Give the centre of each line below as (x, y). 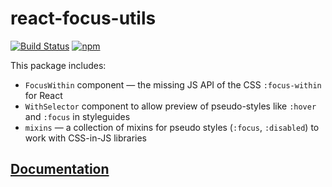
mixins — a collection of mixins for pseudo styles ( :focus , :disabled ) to (172, 127)
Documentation (60, 169)
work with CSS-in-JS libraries (85, 138)
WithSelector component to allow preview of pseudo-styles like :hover (170, 106)
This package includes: (58, 65)
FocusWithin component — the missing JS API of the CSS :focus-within (173, 84)
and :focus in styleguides (77, 116)
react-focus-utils (83, 18)
